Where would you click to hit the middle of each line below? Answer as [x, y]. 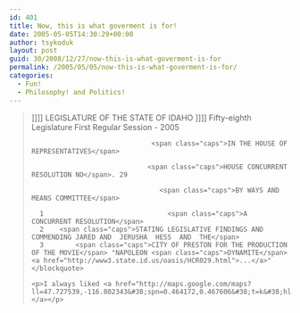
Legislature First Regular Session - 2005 [105, 127]
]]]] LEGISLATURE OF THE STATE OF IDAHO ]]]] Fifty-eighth [141, 118]
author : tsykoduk [42, 42]
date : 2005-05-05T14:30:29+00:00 [71, 34]
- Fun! [29, 84]
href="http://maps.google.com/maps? [183, 284]
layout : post [33, 51]
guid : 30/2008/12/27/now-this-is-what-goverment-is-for [115, 59]
